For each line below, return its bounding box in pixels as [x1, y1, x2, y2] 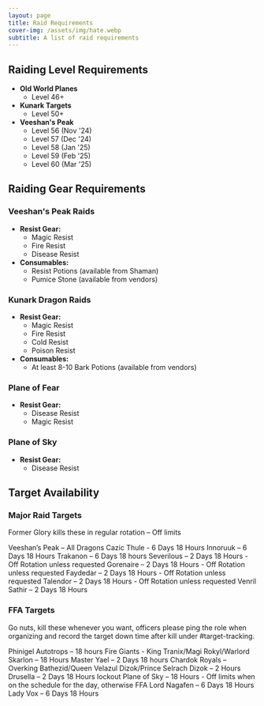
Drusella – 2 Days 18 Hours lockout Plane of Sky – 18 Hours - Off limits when [8, 671, 256, 681]
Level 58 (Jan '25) [31, 143, 91, 153]
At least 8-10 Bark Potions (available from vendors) [31, 363, 197, 372]
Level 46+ [31, 92, 65, 102]
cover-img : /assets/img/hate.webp [8, 26, 122, 34]
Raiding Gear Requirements [8, 183, 146, 196]
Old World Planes [19, 84, 78, 93]
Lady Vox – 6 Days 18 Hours [8, 689, 99, 698]
